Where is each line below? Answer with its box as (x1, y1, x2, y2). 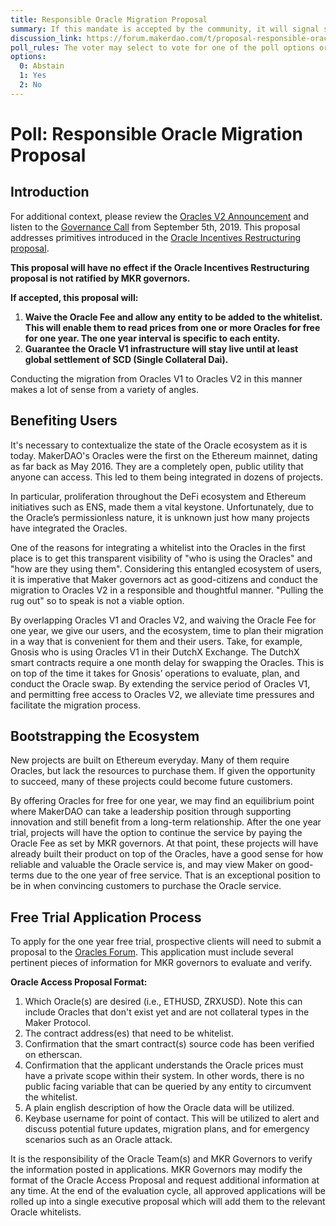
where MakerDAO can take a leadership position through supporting (10, 806, 292, 818)
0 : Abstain (19, 61, 65, 71)
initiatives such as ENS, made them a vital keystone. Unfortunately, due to (10, 501, 315, 513)
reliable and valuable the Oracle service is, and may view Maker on (10, 859, 287, 871)
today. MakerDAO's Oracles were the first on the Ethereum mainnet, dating (10, 449, 318, 461)
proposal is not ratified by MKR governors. (10, 272, 191, 284)
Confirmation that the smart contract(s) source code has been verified (24, 1038, 315, 1050)
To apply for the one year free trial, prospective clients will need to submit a (10, 936, 322, 948)
